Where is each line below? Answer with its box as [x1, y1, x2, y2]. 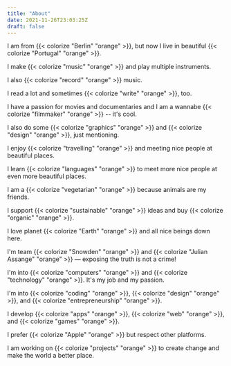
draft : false [7, 23, 45, 30]
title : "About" [7, 10, 51, 17]
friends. [7, 193, 30, 201]
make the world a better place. [7, 351, 95, 360]
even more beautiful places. [7, 172, 86, 180]
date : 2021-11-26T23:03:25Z [7, 17, 89, 23]
